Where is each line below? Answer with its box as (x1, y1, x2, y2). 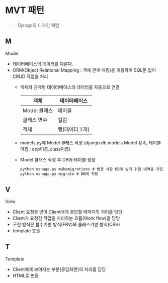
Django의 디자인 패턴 (17, 22, 59, 28)
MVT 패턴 (5, 5, 44, 16)
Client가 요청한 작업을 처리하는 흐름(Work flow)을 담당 (12, 215, 120, 221)
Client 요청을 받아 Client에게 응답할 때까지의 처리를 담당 (12, 209, 123, 215)
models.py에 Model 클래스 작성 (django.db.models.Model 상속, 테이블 (20, 139, 161, 146)
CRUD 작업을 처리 (12, 73, 48, 79)
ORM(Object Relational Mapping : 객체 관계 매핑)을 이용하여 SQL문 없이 (12, 67, 156, 73)
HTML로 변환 (12, 272, 39, 279)
